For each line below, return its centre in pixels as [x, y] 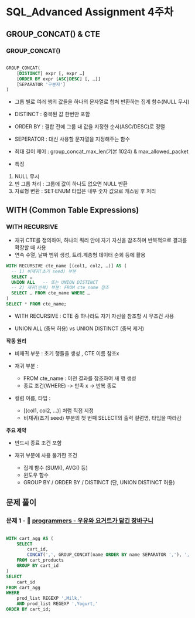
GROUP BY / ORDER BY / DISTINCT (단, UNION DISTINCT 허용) [99, 482]
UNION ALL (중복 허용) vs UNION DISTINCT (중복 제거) [79, 328]
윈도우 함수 [36, 475]
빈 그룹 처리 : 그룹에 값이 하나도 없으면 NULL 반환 [71, 184]
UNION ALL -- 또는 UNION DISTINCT [55, 282]
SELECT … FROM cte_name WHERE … [51, 293]
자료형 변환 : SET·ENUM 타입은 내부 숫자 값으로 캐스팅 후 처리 [85, 191]
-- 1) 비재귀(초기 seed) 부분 [44, 271]
